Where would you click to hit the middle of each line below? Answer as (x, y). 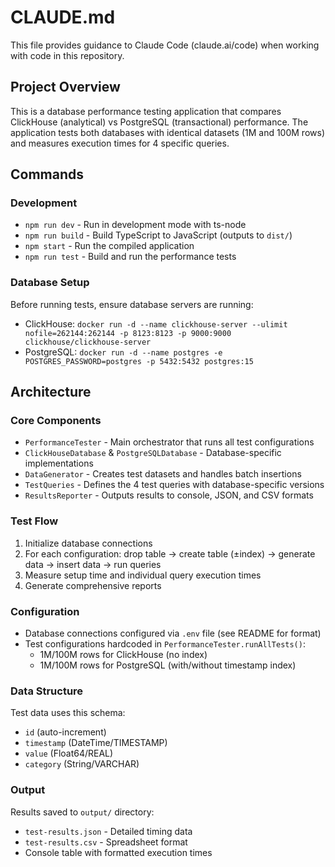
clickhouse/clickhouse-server (88, 342)
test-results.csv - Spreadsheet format (106, 842)
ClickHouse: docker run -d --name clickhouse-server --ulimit (156, 323)
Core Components (56, 421)
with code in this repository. (67, 55)
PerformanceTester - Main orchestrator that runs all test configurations (169, 442)
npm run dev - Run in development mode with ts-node (135, 225)
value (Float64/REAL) (69, 753)
